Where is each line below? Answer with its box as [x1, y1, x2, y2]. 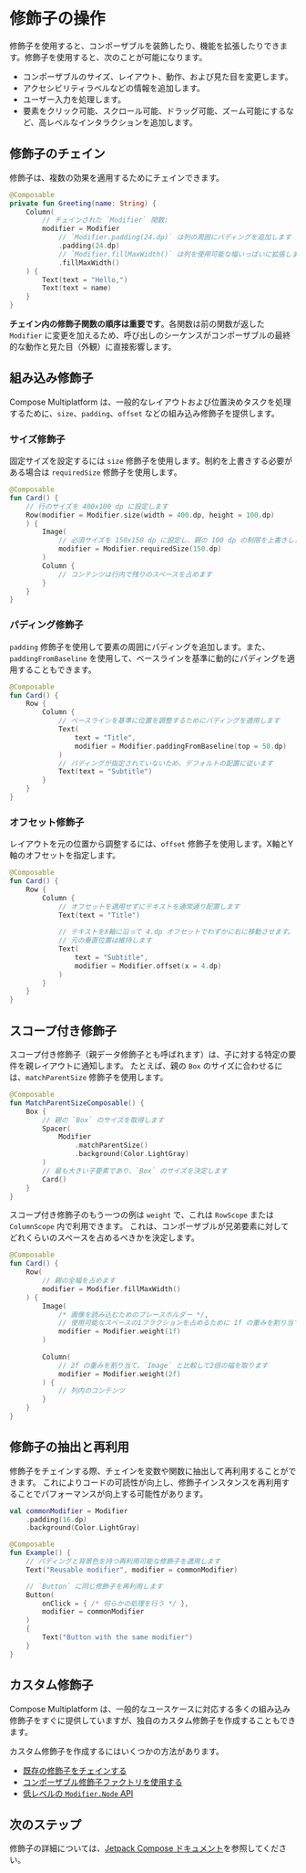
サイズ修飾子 [9, 433, 66, 446]
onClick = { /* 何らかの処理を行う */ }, [42, 1599, 189, 1608]
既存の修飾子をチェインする [22, 1764, 127, 1776]
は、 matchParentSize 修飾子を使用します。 [9, 1072, 168, 1083]
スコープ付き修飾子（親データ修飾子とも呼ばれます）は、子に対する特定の [9, 1049, 289, 1060]
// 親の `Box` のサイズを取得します [42, 1115, 165, 1124]
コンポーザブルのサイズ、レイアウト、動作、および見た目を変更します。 [22, 70, 293, 82]
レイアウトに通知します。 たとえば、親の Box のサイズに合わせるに [33, 1060, 283, 1071]
